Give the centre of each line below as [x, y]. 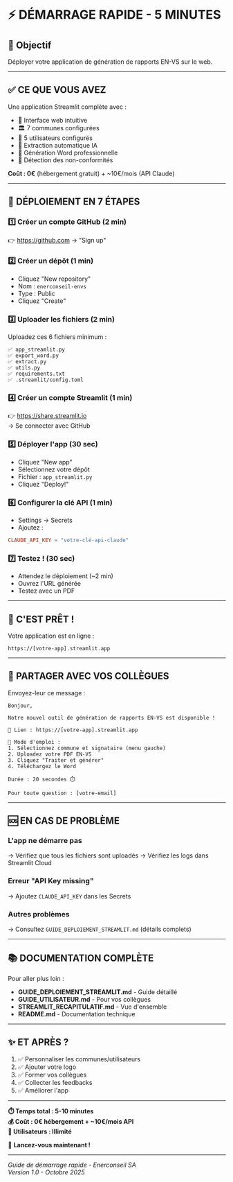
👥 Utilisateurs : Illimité [40, 1131]
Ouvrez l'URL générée [49, 584]
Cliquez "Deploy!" [43, 484]
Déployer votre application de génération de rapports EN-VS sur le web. [110, 62]
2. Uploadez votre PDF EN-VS [50, 754]
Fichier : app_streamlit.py [55, 476]
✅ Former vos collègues [52, 1075]
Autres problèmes [39, 914]
